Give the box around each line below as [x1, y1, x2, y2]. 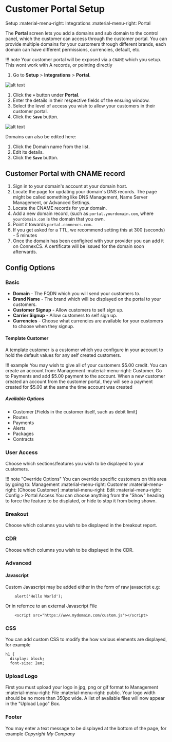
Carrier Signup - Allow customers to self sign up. [12, 312, 118, 319]
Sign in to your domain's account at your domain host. [12, 183, 127, 189]
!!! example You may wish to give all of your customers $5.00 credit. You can [5, 362, 167, 368]
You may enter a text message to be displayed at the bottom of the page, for [5, 725, 167, 731]
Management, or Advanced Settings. [12, 199, 91, 206]
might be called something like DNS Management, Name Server [12, 194, 148, 200]
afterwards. [12, 248, 37, 255]
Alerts [12, 425, 26, 431]
